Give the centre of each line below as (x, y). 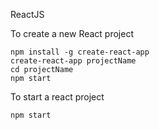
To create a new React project (72, 33)
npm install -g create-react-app (80, 52)
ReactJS (27, 14)
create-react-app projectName (73, 61)
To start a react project (57, 97)
